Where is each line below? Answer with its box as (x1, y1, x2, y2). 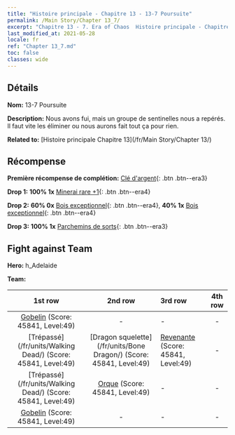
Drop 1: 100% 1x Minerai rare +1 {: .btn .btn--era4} (7, 187, 151, 196)
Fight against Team (7, 243, 93, 255)
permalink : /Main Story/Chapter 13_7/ (7, 17, 120, 24)
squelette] (118, 333, 152, 342)
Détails (7, 82, 38, 94)
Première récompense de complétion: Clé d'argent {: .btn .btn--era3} (7, 174, 208, 182)
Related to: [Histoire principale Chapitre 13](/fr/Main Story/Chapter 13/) (7, 135, 212, 144)
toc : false (7, 50, 39, 57)
